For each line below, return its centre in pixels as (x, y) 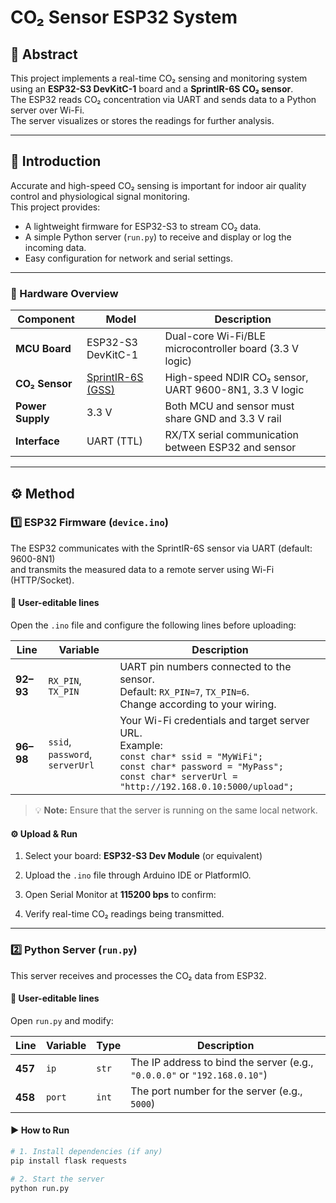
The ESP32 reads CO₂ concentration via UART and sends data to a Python (163, 99)
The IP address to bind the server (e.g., (222, 1062)
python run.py (40, 1188)
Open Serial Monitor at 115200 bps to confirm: (120, 895)
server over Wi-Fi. (47, 110)
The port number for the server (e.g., (216, 1091)
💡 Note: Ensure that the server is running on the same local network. (176, 810)
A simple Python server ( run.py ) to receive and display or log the (158, 237)
